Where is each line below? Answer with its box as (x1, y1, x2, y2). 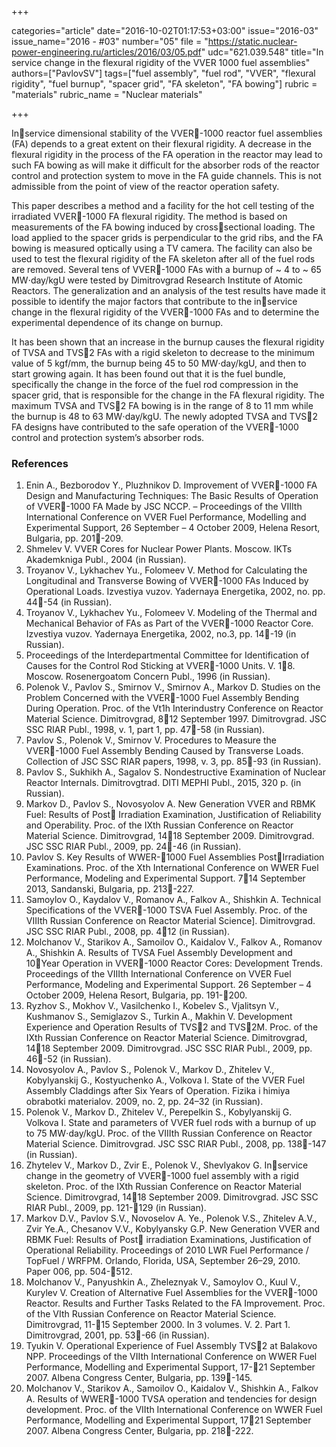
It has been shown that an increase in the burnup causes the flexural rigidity (11, 336, 325, 348)
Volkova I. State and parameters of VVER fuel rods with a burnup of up (25, 1117, 317, 1129)
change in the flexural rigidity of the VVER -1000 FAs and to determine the (11, 306, 320, 318)
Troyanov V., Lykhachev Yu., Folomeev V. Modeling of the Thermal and (25, 607, 318, 619)
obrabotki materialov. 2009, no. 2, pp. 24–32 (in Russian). (25, 1096, 264, 1108)
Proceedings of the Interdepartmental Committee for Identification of (25, 649, 310, 661)
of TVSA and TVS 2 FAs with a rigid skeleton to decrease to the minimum (11, 347, 316, 358)
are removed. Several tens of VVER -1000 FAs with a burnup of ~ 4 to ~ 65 (11, 264, 322, 275)
